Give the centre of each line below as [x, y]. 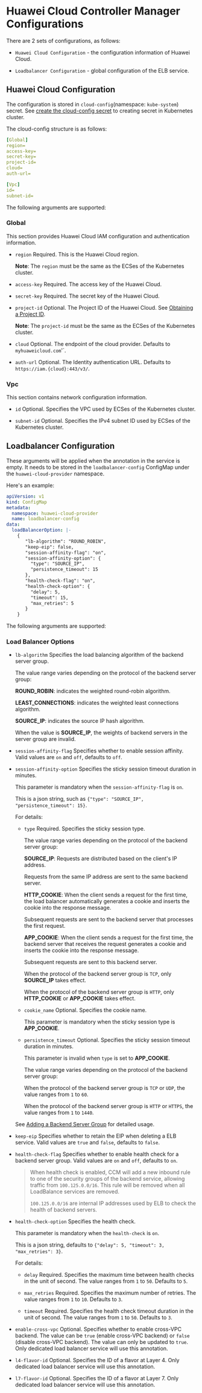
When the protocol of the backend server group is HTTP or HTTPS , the [109, 1106]
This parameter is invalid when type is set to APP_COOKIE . [97, 1058]
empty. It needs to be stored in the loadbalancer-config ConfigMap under [98, 467]
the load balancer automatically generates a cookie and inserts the [107, 901]
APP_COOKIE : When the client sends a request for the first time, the [109, 938]
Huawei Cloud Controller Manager [93, 11]
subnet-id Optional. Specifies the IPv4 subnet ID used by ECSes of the [103, 421]
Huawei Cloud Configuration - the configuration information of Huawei [102, 52]
